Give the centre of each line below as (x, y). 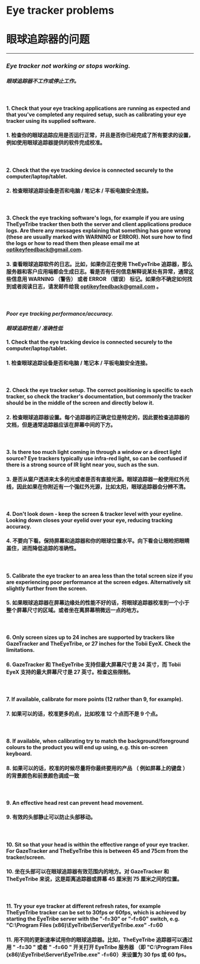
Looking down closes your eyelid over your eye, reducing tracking (89, 520)
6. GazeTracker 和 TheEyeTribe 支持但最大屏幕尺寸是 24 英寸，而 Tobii (93, 665)
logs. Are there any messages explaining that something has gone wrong (98, 231)
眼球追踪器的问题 (48, 40)
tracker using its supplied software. (51, 120)
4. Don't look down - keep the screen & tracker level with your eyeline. (94, 514)
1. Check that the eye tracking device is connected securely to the (89, 342)
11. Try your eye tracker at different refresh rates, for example (84, 906)
